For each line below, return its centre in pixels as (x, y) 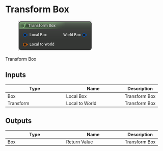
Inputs (16, 75)
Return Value (79, 142)
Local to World (81, 103)
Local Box (76, 96)
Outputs (19, 121)
